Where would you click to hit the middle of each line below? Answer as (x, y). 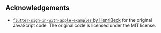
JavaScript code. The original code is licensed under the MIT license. (84, 25)
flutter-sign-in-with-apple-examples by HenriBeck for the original (82, 20)
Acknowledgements (37, 8)
